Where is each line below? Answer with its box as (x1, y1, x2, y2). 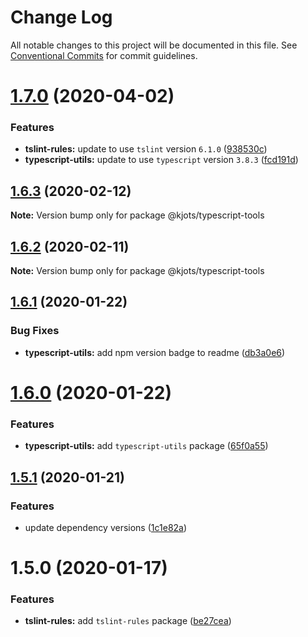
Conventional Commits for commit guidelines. (10, 49, 198, 61)
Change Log (10, 6, 113, 29)
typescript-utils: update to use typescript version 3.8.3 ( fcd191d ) (24, 154, 299, 166)
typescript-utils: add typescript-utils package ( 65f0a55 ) (24, 440, 269, 452)
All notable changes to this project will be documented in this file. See (10, 39, 298, 51)
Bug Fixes (10, 324, 60, 338)
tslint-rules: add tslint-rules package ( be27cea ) (24, 615, 232, 627)
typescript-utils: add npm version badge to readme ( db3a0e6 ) (24, 346, 286, 358)
